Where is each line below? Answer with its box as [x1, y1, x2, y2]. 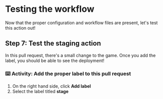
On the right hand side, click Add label [12, 83, 91, 89]
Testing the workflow [5, 3, 95, 15]
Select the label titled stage [12, 89, 69, 95]
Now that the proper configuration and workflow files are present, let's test [5, 20, 158, 26]
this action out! [5, 25, 36, 31]
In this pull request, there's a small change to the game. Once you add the [5, 52, 156, 58]
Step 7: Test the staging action [5, 39, 101, 48]
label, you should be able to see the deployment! [5, 58, 105, 64]
